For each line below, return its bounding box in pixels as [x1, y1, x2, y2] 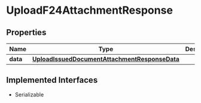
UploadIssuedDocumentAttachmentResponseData [32, 55, 179, 63]
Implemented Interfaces [6, 75, 98, 85]
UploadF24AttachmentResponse [6, 4, 173, 17]
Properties [6, 27, 47, 38]
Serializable [14, 90, 44, 98]
